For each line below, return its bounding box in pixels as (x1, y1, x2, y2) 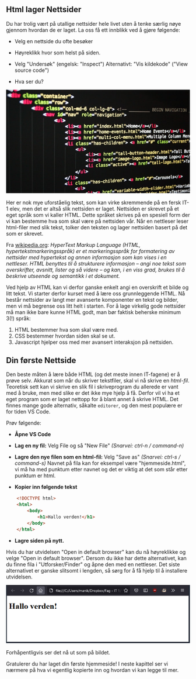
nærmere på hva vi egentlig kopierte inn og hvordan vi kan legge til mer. (6, 667, 179, 674)
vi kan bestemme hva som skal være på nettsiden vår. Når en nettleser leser (6, 218, 188, 225)
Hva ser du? (14, 78, 44, 85)
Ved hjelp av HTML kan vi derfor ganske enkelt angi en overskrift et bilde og (6, 284, 189, 291)
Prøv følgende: (6, 419, 42, 426)
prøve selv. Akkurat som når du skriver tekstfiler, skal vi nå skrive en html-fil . (6, 377, 190, 384)
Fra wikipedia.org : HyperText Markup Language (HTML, (6, 241, 141, 248)
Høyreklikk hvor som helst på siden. (14, 49, 101, 56)
